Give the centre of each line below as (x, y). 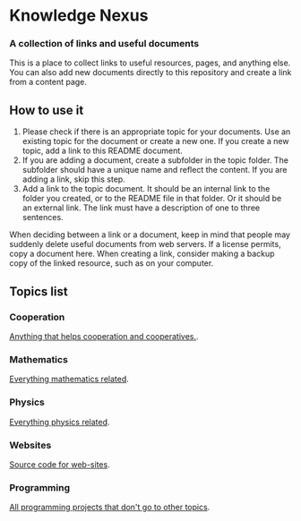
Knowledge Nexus (79, 16)
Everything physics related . (60, 422)
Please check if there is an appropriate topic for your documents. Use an (156, 132)
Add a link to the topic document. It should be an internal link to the (146, 189)
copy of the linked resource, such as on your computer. (112, 263)
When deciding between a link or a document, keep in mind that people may (150, 235)
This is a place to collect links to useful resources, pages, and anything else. (150, 63)
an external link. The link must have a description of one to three (141, 208)
